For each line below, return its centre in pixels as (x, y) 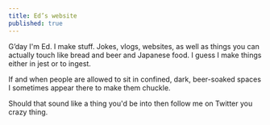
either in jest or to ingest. (50, 63)
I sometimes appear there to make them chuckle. (89, 87)
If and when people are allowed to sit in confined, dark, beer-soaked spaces (135, 79)
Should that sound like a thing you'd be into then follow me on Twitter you (131, 103)
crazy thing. (28, 112)
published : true (35, 23)
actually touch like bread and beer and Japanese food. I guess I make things (135, 55)
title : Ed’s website (43, 16)
